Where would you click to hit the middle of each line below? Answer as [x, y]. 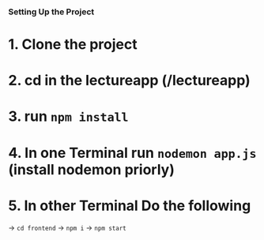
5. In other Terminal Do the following [130, 206]
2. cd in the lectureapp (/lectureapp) [129, 81]
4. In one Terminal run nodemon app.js [132, 153]
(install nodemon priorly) [92, 169]
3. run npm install [68, 116]
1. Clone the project [73, 45]
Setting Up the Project [51, 12]
